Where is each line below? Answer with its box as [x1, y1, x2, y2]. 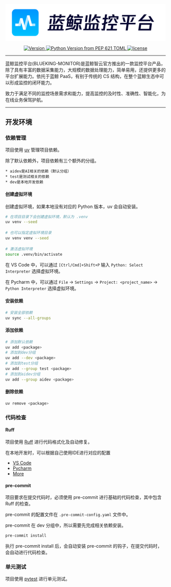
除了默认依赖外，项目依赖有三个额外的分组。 [5, 157, 99, 164]
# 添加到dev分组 [5, 350, 36, 355]
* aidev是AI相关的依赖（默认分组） [5, 169, 72, 174]
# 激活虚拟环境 [5, 246, 33, 251]
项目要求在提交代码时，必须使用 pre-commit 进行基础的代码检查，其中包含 [5, 494, 162, 500]
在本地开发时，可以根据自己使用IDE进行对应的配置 [5, 449, 111, 456]
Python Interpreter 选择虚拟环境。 [5, 285, 79, 291]
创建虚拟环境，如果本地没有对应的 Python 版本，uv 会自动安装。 [5, 203, 141, 209]
